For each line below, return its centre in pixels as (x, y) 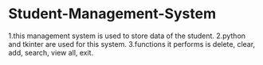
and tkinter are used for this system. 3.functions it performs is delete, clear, (132, 44)
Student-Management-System (112, 14)
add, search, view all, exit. (51, 52)
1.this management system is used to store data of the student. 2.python (127, 36)
